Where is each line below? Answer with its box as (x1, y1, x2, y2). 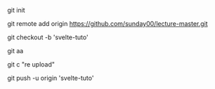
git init (7, 6, 26, 14)
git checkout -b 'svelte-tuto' (7, 33, 89, 41)
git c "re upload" (7, 60, 55, 69)
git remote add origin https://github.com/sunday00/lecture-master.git (7, 20, 209, 27)
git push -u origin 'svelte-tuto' (7, 74, 94, 82)
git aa (7, 47, 24, 55)
